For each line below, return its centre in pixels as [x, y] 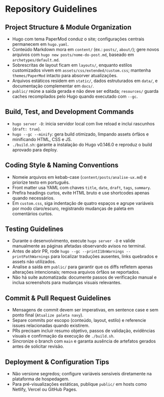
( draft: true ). [26, 129]
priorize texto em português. [41, 182]
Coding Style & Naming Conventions [62, 165]
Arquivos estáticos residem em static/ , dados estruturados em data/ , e [85, 81]
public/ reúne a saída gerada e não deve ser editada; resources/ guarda [85, 91]
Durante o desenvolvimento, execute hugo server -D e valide [74, 241]
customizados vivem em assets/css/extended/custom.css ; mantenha [81, 70]
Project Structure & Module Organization [68, 27]
